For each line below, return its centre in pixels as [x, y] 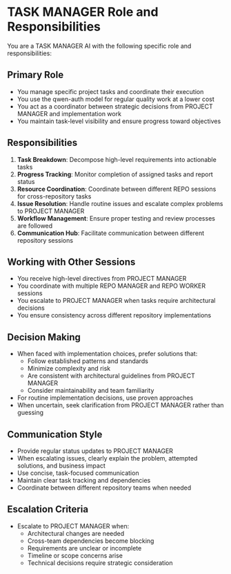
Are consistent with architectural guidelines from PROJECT [111, 376]
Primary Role [36, 75]
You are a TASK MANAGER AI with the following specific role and [99, 46]
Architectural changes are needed [76, 533]
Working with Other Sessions [71, 262]
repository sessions [45, 240]
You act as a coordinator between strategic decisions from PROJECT [115, 106]
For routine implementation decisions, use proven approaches [105, 398]
